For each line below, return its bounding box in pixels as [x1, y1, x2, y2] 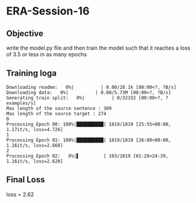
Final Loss [6, 175, 45, 185]
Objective [6, 28, 44, 39]
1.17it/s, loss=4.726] [6, 126, 63, 132]
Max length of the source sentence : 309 [6, 105, 112, 111]
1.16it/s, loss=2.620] [6, 158, 63, 164]
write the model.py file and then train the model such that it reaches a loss [6, 44, 191, 51]
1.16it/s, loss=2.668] [6, 142, 63, 149]
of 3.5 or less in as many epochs [6, 51, 87, 58]
